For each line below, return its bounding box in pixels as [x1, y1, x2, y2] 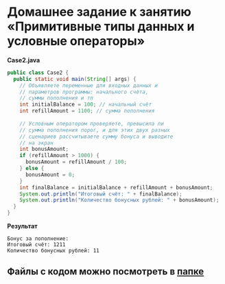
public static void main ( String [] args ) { [13, 75, 137, 82]
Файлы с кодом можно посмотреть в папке [7, 265, 204, 278]
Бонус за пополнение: [7, 235, 69, 242]
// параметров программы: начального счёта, [19, 88, 149, 95]
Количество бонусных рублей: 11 [7, 248, 99, 255]
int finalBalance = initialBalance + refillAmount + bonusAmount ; [19, 184, 213, 191]
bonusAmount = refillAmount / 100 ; [25, 158, 128, 165]
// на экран [19, 139, 54, 146]
